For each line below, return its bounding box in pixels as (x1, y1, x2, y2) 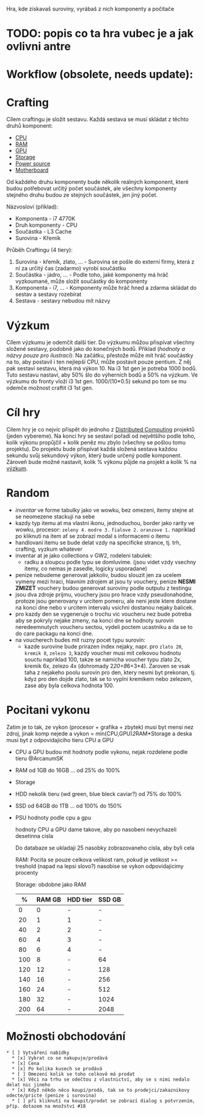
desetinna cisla (15, 833, 54, 840)
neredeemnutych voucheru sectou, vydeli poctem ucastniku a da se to (15, 624, 193, 631)
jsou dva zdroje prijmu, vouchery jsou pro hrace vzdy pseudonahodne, (15, 591, 194, 598)
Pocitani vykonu (6, 703, 90, 717)
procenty (15, 869, 38, 877)
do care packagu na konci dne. (15, 630, 93, 638)
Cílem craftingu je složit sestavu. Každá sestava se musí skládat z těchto (6, 116, 189, 123)
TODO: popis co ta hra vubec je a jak (6, 27, 194, 40)
